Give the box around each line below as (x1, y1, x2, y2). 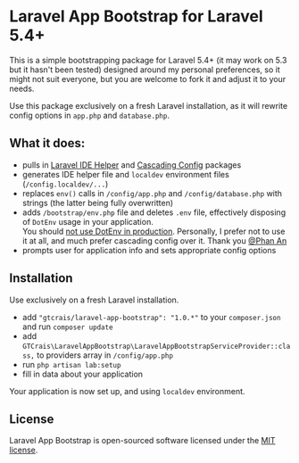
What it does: (9, 136, 86, 151)
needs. (9, 83, 35, 94)
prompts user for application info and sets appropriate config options (21, 244, 277, 255)
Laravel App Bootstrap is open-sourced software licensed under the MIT (9, 435, 276, 446)
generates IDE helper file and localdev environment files (21, 169, 229, 179)
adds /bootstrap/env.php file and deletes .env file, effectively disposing (21, 207, 287, 218)
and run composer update (21, 321, 113, 332)
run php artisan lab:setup (21, 359, 121, 369)
